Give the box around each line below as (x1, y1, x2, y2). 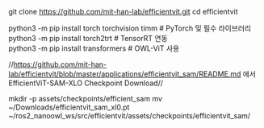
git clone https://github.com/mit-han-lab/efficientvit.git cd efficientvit (8, 7, 238, 16)
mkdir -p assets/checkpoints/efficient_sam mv (8, 94, 163, 103)
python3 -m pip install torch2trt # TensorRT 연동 (8, 34, 168, 43)
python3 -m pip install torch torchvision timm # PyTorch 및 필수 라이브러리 (8, 23, 252, 33)
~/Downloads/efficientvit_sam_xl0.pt (8, 102, 130, 112)
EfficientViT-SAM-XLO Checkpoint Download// (8, 78, 164, 88)
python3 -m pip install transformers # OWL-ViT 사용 (8, 43, 180, 53)
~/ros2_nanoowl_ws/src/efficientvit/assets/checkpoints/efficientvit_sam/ (8, 111, 251, 120)
